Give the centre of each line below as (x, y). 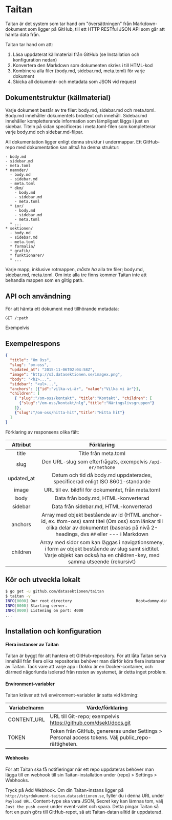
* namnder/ (17, 170)
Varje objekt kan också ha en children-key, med (102, 555)
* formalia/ (23, 246)
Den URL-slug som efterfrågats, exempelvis (95, 461)
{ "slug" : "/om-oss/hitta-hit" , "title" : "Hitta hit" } (70, 413)
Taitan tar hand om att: (29, 44)
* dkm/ (17, 188)
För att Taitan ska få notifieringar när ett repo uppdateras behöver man (80, 769)
